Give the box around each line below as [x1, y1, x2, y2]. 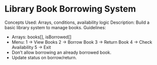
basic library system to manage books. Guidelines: [4, 24, 106, 30]
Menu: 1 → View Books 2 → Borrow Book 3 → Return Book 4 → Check [11, 39, 152, 45]
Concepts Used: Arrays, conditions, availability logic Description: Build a [4, 19, 150, 25]
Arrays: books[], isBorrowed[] [11, 34, 72, 40]
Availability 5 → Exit [11, 44, 51, 50]
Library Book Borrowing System [4, 3, 136, 15]
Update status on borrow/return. [11, 54, 77, 60]
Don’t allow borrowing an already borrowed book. [11, 49, 112, 55]
